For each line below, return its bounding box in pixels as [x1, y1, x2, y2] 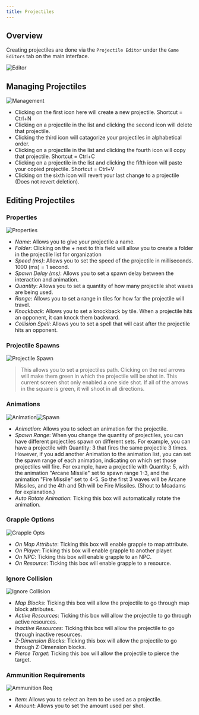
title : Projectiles [6, 8, 55, 15]
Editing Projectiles [6, 195, 75, 205]
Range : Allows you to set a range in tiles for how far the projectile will [14, 295, 184, 302]
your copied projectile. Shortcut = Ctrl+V [14, 166, 115, 173]
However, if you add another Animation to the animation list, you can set [14, 450, 191, 457]
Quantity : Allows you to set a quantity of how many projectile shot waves [14, 282, 194, 289]
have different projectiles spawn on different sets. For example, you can [14, 438, 191, 445]
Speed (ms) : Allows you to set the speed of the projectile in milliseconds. [14, 257, 194, 264]
